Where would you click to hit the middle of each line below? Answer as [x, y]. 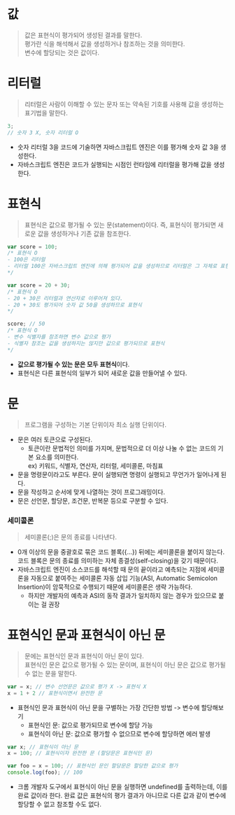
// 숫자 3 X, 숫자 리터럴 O [43, 133]
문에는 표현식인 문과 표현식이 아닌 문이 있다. [84, 655]
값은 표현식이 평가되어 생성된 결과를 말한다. [83, 35]
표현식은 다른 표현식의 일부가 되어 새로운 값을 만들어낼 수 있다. [102, 373]
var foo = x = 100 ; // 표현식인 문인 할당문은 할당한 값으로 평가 [93, 766]
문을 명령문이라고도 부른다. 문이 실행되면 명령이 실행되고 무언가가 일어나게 [118, 474]
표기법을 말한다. [46, 113]
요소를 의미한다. [57, 457]
